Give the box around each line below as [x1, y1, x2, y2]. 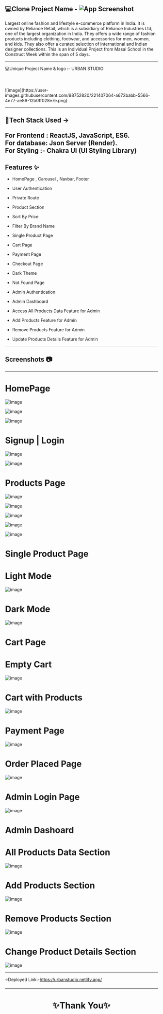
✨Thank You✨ [52, 1000, 111, 1011]
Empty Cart [5, 659, 52, 670]
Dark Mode [5, 604, 50, 615]
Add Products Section [5, 880, 96, 891]
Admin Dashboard [12, 299, 49, 304]
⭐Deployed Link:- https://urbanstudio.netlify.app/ [5, 977, 102, 982]
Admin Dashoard [5, 824, 74, 836]
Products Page [5, 477, 65, 488]
